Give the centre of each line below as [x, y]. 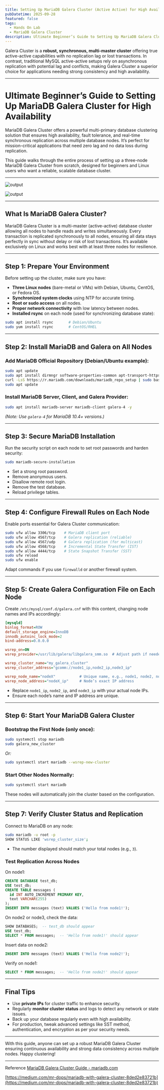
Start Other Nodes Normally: [40, 775]
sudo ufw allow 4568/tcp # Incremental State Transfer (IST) [72, 546]
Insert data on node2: [27, 945]
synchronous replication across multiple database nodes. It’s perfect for [77, 140]
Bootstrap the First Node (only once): [50, 729]
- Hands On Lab [25, 28]
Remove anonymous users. [40, 477]
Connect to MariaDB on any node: [39, 826]
